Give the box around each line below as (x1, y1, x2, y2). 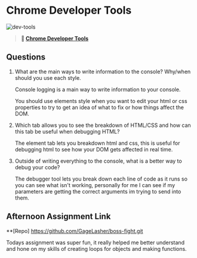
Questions (6, 52, 46, 63)
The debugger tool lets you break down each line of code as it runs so (14, 175, 188, 182)
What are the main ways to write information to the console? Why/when (14, 68, 191, 75)
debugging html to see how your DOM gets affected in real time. (14, 145, 173, 153)
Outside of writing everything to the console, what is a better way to (14, 157, 182, 164)
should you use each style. (14, 74, 82, 81)
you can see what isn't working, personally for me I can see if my (14, 181, 176, 188)
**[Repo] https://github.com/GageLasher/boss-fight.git (6, 227, 143, 234)
